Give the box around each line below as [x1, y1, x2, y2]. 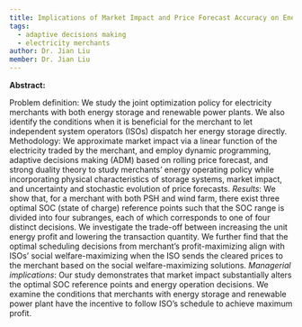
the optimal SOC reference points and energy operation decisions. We [9, 279, 269, 289]
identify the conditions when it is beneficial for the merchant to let [9, 116, 253, 127]
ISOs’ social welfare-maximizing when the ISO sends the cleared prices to [9, 250, 283, 261]
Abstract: [9, 80, 46, 90]
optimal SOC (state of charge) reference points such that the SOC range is [9, 203, 285, 213]
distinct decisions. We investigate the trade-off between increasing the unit [9, 222, 288, 232]
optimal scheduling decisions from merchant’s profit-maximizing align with [9, 241, 285, 251]
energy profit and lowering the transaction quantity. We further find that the [9, 232, 289, 241]
